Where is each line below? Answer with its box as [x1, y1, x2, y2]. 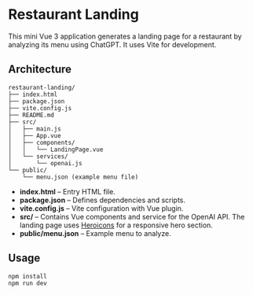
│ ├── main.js [8, 124, 61, 133]
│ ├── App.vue [8, 131, 61, 139]
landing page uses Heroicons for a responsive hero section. [19, 220, 214, 230]
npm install [8, 272, 47, 280]
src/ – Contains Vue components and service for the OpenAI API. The [19, 212, 245, 221]
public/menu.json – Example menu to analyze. [19, 228, 171, 238]
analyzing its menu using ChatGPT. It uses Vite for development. [8, 39, 217, 49]
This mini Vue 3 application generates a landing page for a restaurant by [8, 31, 242, 41]
